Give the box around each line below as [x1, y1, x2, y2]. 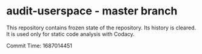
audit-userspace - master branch [6, 4, 178, 18]
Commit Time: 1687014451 [6, 42, 73, 49]
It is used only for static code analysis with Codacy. [6, 30, 135, 37]
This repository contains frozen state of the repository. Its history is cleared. [6, 24, 196, 31]
